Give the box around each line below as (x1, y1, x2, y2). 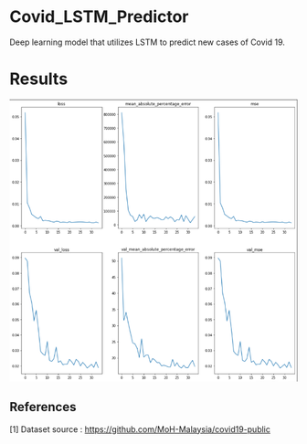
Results (9, 69, 69, 90)
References (9, 399, 77, 415)
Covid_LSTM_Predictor (9, 6, 189, 27)
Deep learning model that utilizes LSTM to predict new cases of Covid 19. (9, 37, 286, 48)
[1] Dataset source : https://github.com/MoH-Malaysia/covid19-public (9, 423, 271, 435)
